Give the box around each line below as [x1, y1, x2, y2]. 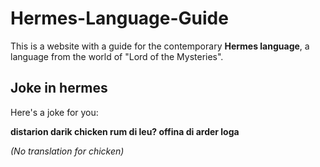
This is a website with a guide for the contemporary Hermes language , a [10, 40, 310, 52]
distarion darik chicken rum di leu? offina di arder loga [10, 125, 240, 137]
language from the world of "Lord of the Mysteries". [10, 50, 224, 62]
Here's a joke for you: [10, 106, 99, 118]
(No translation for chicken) [10, 145, 125, 157]
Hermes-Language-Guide [10, 7, 229, 30]
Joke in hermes [10, 80, 108, 97]
